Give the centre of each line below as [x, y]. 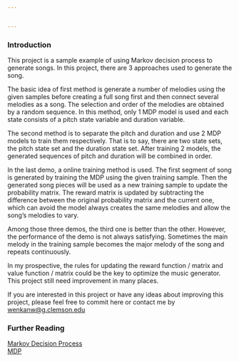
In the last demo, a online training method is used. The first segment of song [119, 170]
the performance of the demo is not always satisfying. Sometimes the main [118, 237]
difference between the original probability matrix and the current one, [111, 200]
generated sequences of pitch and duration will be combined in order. [110, 156]
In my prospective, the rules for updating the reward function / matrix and [115, 266]
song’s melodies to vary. [43, 215]
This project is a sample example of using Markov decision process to [110, 61]
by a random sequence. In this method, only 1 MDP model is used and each [118, 112]
